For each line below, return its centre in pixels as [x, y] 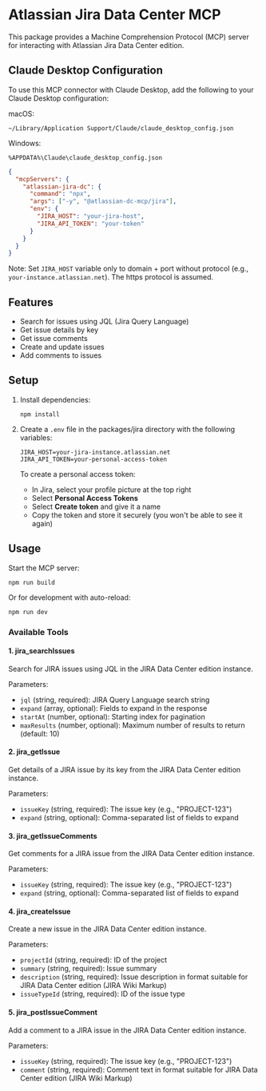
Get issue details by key [59, 330]
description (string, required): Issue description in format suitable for [134, 977]
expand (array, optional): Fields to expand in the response [113, 708]
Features [31, 302]
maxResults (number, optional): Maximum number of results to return [132, 725]
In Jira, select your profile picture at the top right [111, 490]
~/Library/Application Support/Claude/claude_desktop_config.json [121, 128]
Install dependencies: [55, 399]
